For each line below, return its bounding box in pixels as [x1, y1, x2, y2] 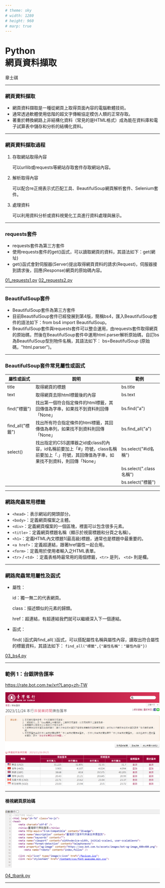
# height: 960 [5, 18, 34, 23]
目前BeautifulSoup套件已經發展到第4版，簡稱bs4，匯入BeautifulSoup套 [12, 313, 158, 319]
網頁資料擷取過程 [5, 142, 46, 148]
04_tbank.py [5, 873, 30, 879]
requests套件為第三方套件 [12, 243, 65, 249]
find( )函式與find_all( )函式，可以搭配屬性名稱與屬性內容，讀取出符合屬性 [12, 637, 160, 643]
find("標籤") [7, 406, 31, 411]
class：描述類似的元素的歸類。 [12, 605, 75, 611]
